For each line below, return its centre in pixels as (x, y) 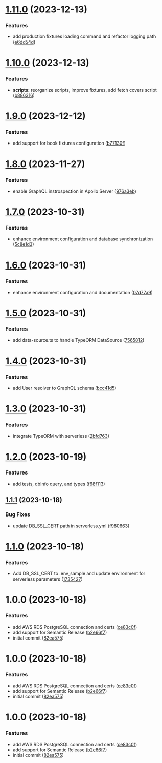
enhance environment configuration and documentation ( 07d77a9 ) (83, 292)
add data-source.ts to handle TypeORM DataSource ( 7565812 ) (78, 340)
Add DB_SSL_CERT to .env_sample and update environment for (79, 574)
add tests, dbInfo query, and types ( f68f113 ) (59, 484)
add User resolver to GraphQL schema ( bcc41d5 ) (64, 388)
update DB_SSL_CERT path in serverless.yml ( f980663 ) (71, 526)
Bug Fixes (18, 514)
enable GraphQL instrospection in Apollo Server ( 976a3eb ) (74, 191)
